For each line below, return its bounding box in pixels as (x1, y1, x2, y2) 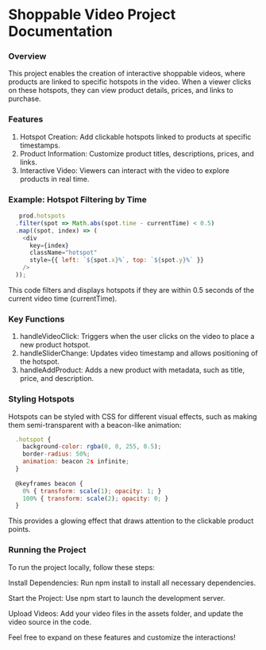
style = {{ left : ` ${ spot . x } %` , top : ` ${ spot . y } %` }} (29, 256, 205, 264)
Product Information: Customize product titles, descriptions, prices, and (19, 148, 254, 158)
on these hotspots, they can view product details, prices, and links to (8, 86, 233, 95)
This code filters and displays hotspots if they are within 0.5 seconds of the (8, 285, 255, 294)
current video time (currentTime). (8, 294, 118, 303)
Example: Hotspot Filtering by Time (8, 194, 147, 205)
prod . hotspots (18, 212, 66, 220)
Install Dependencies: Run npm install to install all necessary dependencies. (8, 578, 256, 587)
